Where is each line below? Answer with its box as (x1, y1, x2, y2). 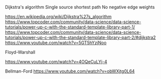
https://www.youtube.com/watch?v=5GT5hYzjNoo (5, 40, 107, 46)
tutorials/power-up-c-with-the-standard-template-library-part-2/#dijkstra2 (5, 34, 156, 40)
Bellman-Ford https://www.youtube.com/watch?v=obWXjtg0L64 (5, 68, 135, 74)
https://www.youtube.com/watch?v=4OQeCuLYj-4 (5, 59, 108, 64)
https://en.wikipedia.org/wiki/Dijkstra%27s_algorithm (5, 14, 112, 19)
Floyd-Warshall (5, 49, 36, 55)
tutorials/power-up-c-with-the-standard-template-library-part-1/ (5, 24, 136, 30)
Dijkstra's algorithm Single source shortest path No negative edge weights (5, 4, 155, 10)
